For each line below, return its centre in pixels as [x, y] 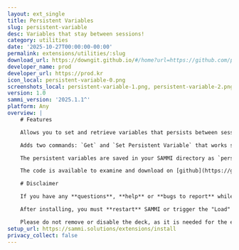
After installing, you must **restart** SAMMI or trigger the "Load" [126, 210]
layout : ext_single [36, 14]
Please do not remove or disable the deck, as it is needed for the [124, 222]
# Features [36, 119]
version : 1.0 [27, 93]
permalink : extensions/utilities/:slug [67, 54]
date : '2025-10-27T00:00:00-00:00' [60, 47]
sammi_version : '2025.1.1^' [49, 100]
